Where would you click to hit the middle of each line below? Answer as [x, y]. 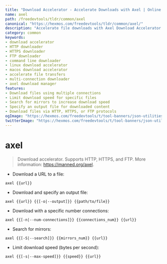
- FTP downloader [23, 56]
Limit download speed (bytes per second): [56, 247]
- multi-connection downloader [38, 79]
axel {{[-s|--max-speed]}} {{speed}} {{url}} [53, 257]
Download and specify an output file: [50, 192]
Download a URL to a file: [38, 174]
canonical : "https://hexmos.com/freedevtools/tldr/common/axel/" [74, 24]
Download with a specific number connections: [61, 211]
